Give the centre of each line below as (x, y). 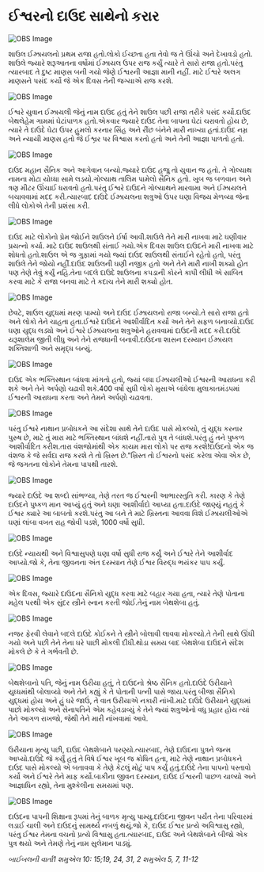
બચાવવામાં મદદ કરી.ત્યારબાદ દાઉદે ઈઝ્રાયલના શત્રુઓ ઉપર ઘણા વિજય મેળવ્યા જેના (129, 197)
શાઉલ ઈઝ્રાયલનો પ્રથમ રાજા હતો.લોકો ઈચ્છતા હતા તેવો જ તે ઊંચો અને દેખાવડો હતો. (130, 54)
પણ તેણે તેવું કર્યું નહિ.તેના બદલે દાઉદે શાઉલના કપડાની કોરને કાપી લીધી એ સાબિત (126, 272)
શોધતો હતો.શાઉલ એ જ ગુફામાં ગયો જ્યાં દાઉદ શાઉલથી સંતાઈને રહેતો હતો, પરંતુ (124, 254)
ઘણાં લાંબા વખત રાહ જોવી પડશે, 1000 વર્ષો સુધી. (77, 522)
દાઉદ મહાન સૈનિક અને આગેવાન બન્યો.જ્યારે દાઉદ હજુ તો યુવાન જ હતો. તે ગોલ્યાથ (130, 170)
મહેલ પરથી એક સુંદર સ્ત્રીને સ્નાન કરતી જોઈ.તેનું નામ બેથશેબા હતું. (104, 602)
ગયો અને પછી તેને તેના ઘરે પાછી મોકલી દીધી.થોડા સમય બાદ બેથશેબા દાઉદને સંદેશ (126, 642)
